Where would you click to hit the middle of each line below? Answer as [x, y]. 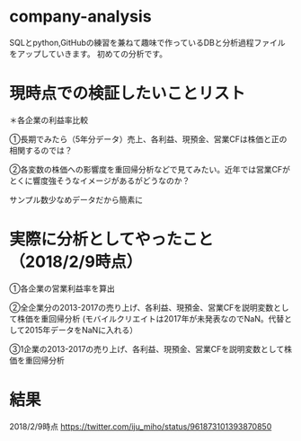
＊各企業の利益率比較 [49, 119]
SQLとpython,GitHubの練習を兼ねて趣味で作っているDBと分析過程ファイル [147, 42]
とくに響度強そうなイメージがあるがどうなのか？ [100, 181]
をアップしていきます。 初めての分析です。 [89, 53]
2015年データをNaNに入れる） [81, 330]
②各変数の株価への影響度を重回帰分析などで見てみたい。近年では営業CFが [150, 169]
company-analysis [80, 17]
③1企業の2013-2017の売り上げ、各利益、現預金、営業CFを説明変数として [147, 348]
